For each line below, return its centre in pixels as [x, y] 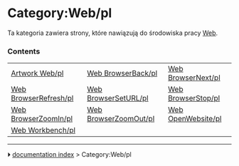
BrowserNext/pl [194, 78]
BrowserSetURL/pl [118, 98]
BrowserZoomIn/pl [42, 119]
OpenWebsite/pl [195, 119]
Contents [24, 51]
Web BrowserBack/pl [122, 73]
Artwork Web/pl [37, 73]
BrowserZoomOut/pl [121, 119]
